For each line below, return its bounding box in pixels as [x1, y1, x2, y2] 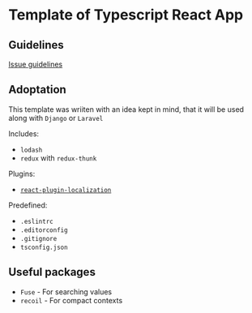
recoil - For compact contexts [19, 295, 123, 305]
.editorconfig [19, 225, 68, 234]
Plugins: [8, 169, 36, 178]
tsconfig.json [19, 243, 68, 251]
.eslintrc [19, 217, 54, 225]
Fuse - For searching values [19, 286, 112, 297]
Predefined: [8, 200, 48, 210]
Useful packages [8, 265, 96, 279]
